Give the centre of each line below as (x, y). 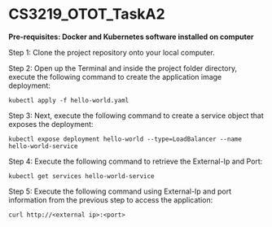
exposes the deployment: (51, 124)
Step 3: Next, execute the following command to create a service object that (136, 116)
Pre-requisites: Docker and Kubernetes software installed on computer (131, 37)
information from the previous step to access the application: (111, 199)
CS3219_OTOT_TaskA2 (87, 14)
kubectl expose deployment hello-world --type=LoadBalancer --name (125, 139)
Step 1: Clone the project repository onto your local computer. (112, 52)
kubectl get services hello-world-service (81, 176)
